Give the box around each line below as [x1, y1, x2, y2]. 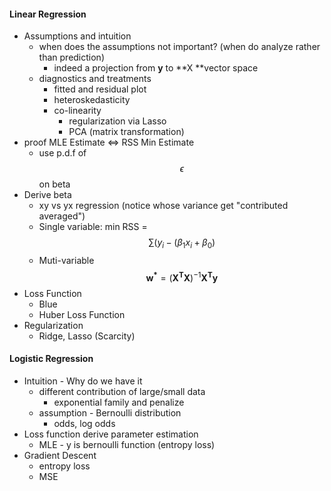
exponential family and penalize [53, 396, 185, 408]
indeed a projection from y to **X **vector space [53, 62, 259, 74]
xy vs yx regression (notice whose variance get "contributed [38, 200, 289, 212]
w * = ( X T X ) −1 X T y [145, 270, 219, 284]
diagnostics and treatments [38, 73, 152, 85]
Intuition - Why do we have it [23, 375, 143, 387]
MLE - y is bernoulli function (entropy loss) [38, 438, 216, 450]
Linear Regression [9, 8, 87, 20]
